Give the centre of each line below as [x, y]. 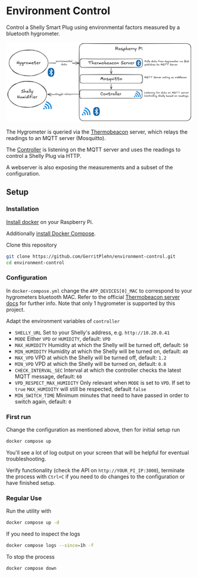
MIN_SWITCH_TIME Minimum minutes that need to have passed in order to [102, 395]
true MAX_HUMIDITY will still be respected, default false [80, 389]
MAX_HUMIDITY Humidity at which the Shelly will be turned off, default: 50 [101, 345]
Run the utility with [29, 511]
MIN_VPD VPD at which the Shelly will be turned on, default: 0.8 [90, 364]
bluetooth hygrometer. [33, 33]
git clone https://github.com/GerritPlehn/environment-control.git [91, 256]
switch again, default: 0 [43, 401]
